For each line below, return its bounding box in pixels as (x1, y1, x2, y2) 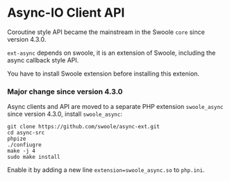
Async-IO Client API (7, 5, 125, 21)
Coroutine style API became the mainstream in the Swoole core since (7, 28, 205, 36)
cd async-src (7, 130, 45, 137)
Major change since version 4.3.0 (7, 87, 123, 96)
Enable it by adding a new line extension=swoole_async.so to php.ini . (7, 166, 205, 174)
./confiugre (7, 141, 42, 148)
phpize (7, 135, 26, 143)
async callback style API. (7, 55, 79, 64)
